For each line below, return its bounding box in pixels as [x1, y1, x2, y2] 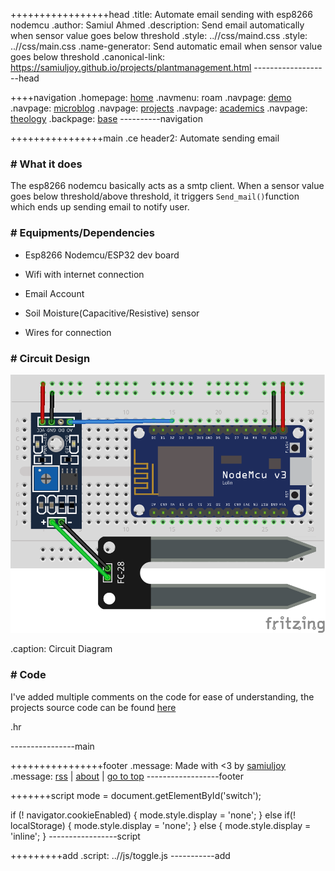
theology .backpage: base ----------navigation [10, 113, 203, 124]
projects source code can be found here [10, 701, 177, 713]
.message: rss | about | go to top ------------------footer [10, 770, 245, 782]
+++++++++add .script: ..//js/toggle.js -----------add [10, 849, 231, 861]
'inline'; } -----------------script [10, 830, 141, 842]
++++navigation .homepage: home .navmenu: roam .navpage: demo [10, 92, 292, 103]
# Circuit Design [10, 351, 91, 365]
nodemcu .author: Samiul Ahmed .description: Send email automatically [10, 19, 305, 31]
